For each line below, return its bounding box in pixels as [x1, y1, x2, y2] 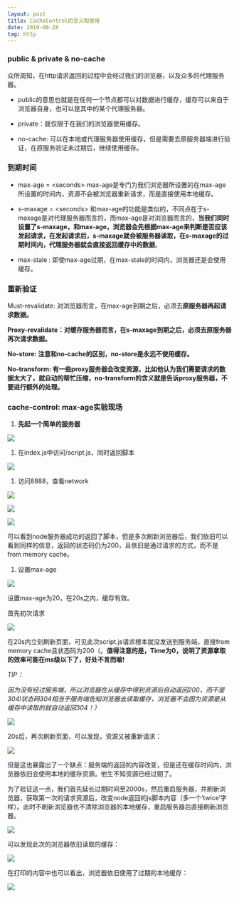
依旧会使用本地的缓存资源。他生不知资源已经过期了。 [19, 770, 176, 778]
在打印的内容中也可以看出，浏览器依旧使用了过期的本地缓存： [7, 869, 188, 877]
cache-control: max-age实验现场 [7, 403, 123, 413]
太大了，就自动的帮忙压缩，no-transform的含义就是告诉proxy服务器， [13, 374, 222, 383]
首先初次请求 [7, 609, 45, 617]
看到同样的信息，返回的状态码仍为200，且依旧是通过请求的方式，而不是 [7, 541, 219, 550]
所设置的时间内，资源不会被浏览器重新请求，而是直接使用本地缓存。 [17, 189, 218, 198]
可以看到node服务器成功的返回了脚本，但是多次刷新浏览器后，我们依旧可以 [7, 533, 228, 541]
